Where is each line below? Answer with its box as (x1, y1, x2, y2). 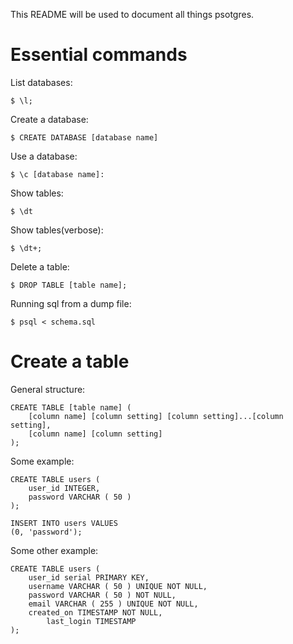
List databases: (10, 76, 73, 88)
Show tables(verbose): (10, 224, 104, 236)
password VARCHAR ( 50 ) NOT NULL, (28, 590, 177, 600)
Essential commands (10, 44, 188, 66)
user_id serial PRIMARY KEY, (28, 572, 150, 583)
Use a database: (10, 150, 78, 162)
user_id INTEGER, (28, 483, 101, 493)
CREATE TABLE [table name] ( (10, 402, 132, 413)
